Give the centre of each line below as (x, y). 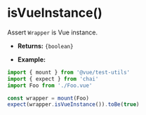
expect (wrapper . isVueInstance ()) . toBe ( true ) (73, 104)
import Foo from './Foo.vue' (50, 86)
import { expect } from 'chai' (53, 79)
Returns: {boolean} (45, 46)
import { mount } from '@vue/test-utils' (69, 72)
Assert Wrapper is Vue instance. (53, 32)
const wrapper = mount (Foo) (48, 98)
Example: (31, 59)
